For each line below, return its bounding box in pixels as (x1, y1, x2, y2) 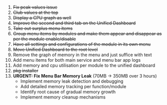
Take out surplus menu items (12, 25, 73, 31)
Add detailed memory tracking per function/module (20, 84, 126, 89)
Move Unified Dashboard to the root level (12, 47, 98, 52)
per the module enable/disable (12, 36, 76, 42)
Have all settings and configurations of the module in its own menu (12, 41, 151, 47)
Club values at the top (12, 9, 58, 15)
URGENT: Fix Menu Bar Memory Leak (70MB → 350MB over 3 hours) (12, 73, 157, 79)
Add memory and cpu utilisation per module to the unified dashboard (12, 62, 155, 68)
